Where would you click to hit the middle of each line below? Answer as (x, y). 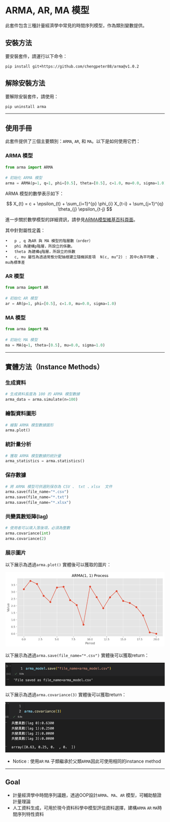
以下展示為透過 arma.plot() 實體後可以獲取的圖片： (58, 565)
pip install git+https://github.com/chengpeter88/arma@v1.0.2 (72, 66)
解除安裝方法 (25, 83)
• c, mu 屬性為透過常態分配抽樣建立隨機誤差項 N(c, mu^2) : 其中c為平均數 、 (83, 257)
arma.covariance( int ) (28, 533)
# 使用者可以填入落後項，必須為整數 (38, 528)
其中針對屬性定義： (25, 230)
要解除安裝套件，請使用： (32, 96)
